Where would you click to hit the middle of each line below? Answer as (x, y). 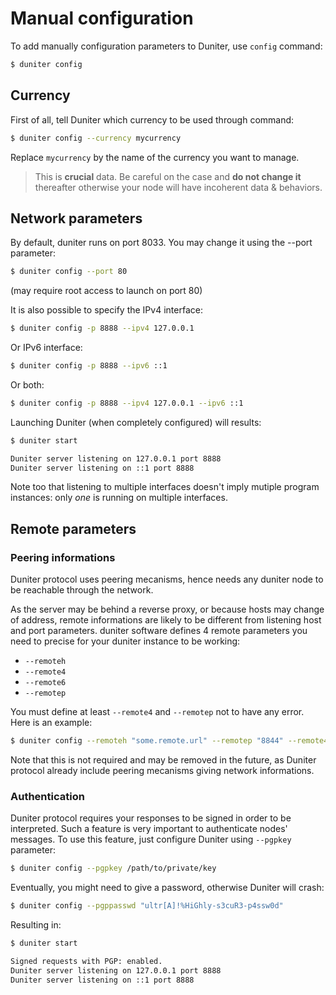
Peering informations (63, 557)
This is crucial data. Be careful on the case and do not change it (168, 176)
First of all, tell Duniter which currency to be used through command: (152, 119)
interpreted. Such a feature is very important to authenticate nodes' (149, 829)
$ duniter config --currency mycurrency (96, 138)
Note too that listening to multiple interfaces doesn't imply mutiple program (165, 487)
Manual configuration (102, 18)
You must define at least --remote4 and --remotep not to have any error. (157, 712)
